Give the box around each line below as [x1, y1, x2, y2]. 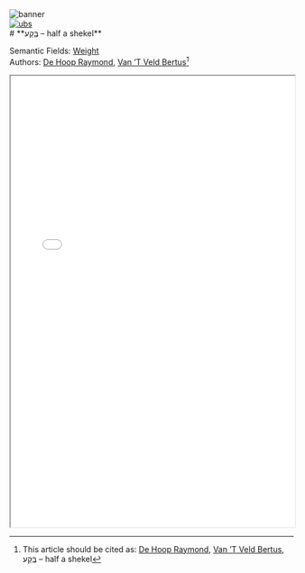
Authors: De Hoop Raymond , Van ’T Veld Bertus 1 [9, 55, 189, 67]
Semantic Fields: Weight [9, 45, 99, 56]
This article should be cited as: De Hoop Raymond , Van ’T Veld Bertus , [22, 543, 284, 554]
